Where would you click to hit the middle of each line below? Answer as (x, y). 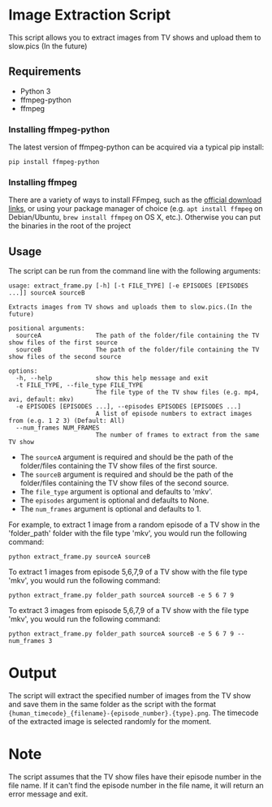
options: (23, 371)
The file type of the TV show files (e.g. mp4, (177, 393)
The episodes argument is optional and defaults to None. (114, 500)
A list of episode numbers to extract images (174, 414)
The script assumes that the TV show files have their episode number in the (135, 777)
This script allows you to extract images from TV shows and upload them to (135, 37)
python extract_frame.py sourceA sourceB (80, 557)
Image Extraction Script (90, 15)
